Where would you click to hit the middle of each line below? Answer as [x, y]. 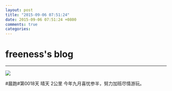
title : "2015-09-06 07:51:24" [38, 15]
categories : [18, 29]
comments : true [21, 24]
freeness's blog [39, 54]
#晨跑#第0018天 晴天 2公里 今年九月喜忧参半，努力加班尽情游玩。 [75, 84]
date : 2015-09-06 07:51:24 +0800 [41, 19]
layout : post [19, 10]
